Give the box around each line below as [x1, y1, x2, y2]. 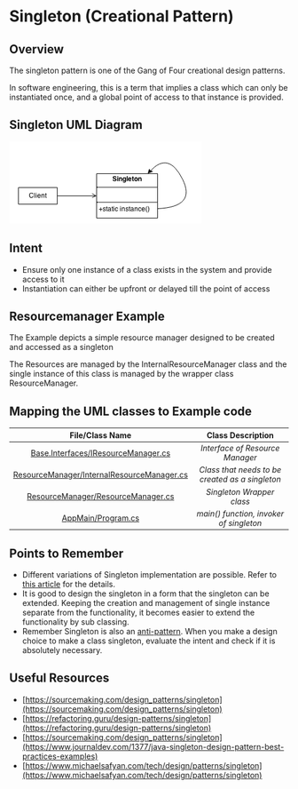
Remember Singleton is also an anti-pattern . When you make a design [21, 626, 278, 637]
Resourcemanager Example [9, 309, 166, 324]
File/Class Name [69, 429, 132, 441]
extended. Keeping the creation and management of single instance [21, 598, 271, 609]
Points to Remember [9, 546, 124, 561]
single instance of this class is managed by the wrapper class [9, 369, 234, 379]
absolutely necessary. [21, 645, 103, 656]
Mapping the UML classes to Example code [9, 403, 253, 418]
